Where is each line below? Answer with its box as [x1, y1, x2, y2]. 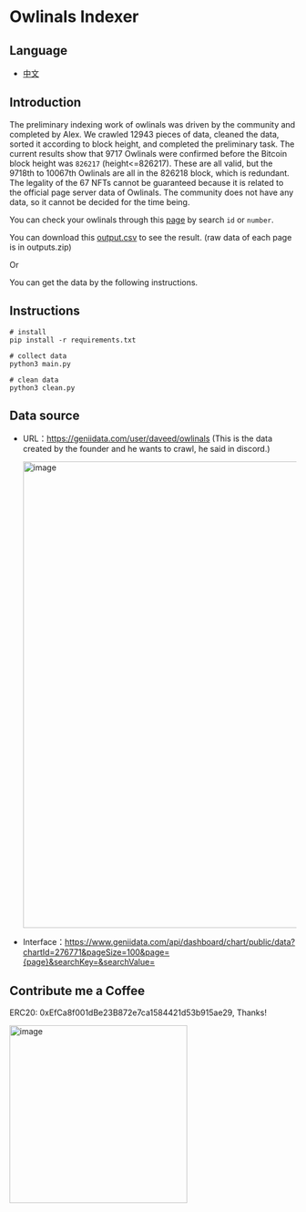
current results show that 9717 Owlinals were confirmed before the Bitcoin [9, 148, 288, 159]
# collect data [9, 351, 67, 361]
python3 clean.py [9, 383, 76, 393]
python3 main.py [9, 359, 71, 368]
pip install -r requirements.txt [9, 335, 137, 344]
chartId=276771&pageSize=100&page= [22, 947, 170, 958]
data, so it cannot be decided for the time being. [9, 196, 190, 207]
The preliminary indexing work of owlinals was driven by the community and [9, 118, 296, 129]
